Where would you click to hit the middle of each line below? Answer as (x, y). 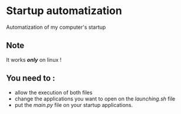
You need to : (31, 78)
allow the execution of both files (53, 92)
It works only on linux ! (34, 59)
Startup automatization (64, 11)
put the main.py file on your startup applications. (74, 105)
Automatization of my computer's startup (56, 27)
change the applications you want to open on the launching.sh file (95, 99)
